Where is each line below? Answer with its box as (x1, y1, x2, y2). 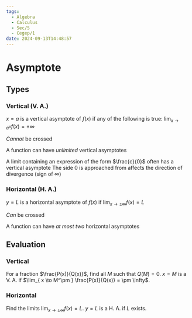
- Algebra (11, 14, 35, 20)
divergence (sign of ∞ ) (6, 170, 61, 177)
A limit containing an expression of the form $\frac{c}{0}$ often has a (6, 158, 174, 165)
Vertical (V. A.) (6, 102, 49, 110)
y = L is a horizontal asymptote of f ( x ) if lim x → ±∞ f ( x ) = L (6, 199, 145, 207)
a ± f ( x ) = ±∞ (6, 122, 35, 131)
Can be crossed (6, 211, 45, 218)
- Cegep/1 (11, 30, 35, 36)
